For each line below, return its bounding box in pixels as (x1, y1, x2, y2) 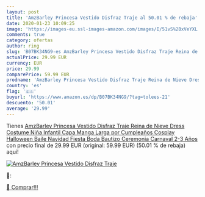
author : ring (6, 43, 40, 49)
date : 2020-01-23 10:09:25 (6, 20, 75, 26)
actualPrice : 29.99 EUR (6, 54, 67, 60)
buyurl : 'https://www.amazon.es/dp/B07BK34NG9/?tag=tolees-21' (6, 94, 171, 100)
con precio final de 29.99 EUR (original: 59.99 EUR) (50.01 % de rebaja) (6, 141, 186, 149)
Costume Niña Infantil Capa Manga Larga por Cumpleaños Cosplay (6, 129, 175, 136)
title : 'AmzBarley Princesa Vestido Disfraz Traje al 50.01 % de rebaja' (6, 15, 198, 21)
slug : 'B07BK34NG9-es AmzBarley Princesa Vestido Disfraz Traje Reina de (6, 49, 198, 55)
